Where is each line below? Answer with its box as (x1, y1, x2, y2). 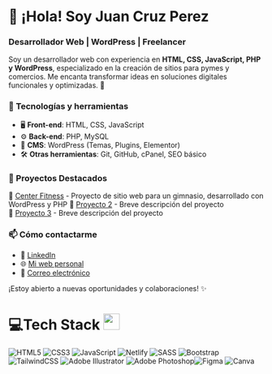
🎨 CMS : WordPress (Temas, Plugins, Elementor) (19, 140, 181, 149)
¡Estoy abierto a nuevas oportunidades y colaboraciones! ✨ (8, 284, 207, 294)
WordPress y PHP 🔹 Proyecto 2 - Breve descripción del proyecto (8, 200, 225, 209)
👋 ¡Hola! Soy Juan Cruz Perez (8, 7, 209, 26)
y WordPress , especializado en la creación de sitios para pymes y (8, 63, 230, 73)
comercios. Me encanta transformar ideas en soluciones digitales (8, 72, 227, 82)
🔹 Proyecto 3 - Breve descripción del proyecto (8, 208, 164, 218)
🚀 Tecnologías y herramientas (8, 101, 129, 112)
